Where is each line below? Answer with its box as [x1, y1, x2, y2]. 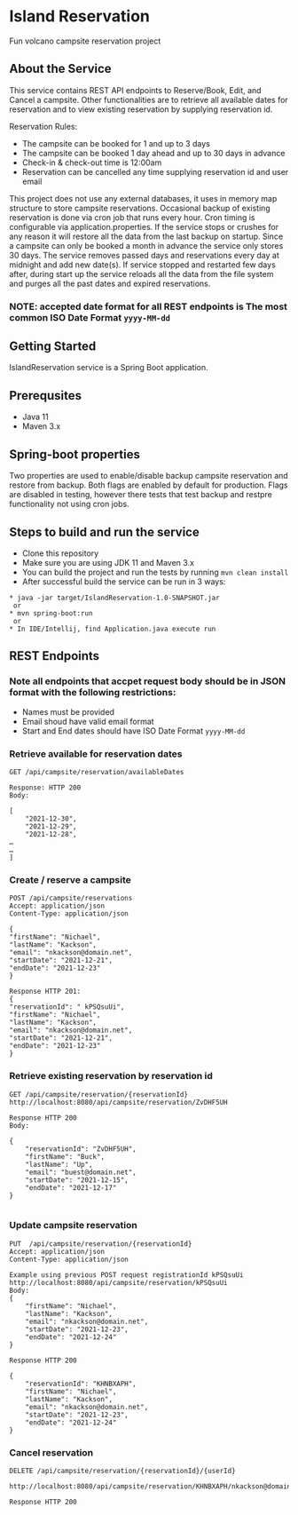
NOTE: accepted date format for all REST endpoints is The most [9, 300, 288, 313]
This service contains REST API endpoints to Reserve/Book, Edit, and [9, 84, 262, 95]
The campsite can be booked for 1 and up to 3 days [21, 138, 210, 148]
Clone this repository [21, 548, 99, 559]
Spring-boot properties [9, 447, 140, 462]
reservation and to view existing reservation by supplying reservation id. [9, 104, 273, 115]
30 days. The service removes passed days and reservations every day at [9, 250, 279, 260]
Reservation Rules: [9, 121, 78, 131]
